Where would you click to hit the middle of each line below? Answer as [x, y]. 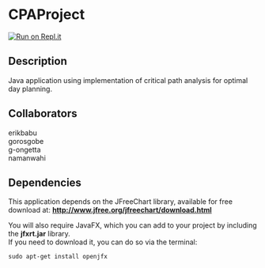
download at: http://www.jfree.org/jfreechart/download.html [110, 210]
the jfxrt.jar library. [40, 234]
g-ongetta [25, 149]
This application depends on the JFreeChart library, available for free [121, 202]
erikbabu [23, 133]
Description [38, 61]
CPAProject [47, 15]
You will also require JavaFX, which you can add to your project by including [132, 225]
